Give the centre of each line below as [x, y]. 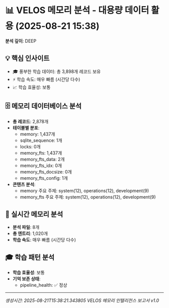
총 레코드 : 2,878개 [30, 121]
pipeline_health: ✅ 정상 [44, 285]
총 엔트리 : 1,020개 [30, 234]
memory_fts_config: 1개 [44, 178]
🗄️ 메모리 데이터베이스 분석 [44, 106]
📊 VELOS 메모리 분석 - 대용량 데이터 [77, 10]
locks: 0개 [30, 146]
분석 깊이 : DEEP [21, 41]
